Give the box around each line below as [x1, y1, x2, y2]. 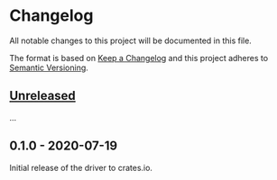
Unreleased [9, 88, 77, 103]
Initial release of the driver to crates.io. [9, 162, 153, 173]
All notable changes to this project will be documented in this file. [9, 35, 253, 46]
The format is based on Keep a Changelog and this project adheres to [9, 52, 269, 63]
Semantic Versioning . [9, 62, 88, 73]
